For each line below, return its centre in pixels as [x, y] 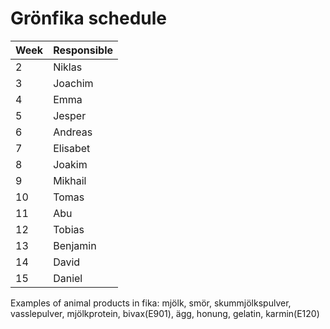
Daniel [68, 278]
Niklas [68, 67]
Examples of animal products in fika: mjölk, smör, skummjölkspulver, [151, 303]
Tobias [69, 229]
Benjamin [75, 245]
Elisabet [72, 148]
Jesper [70, 115]
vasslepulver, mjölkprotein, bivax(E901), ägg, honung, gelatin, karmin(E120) [165, 313]
